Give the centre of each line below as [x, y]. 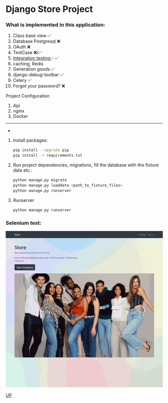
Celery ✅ [22, 80]
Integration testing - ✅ [36, 58]
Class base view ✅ [32, 35]
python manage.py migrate [40, 180]
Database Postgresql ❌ [37, 41]
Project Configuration [28, 96]
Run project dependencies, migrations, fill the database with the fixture [86, 165]
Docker [20, 116]
